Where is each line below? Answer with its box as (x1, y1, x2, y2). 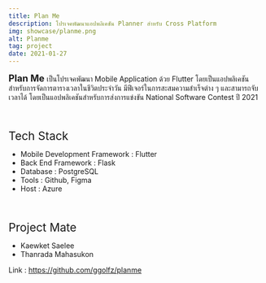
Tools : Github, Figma (20, 176, 92, 185)
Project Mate (8, 220, 77, 234)
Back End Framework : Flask (20, 158, 116, 168)
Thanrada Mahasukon (20, 249, 94, 259)
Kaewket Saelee (20, 241, 75, 250)
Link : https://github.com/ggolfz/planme (8, 265, 142, 275)
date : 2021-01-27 (8, 50, 68, 58)
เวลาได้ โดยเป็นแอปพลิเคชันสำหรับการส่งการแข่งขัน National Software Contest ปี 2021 (8, 93, 259, 102)
